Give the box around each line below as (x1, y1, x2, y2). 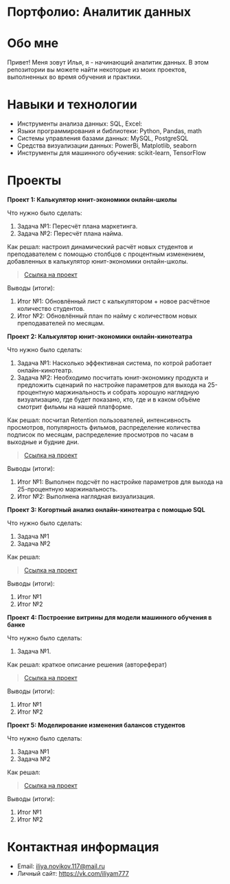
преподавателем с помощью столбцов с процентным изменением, (7, 250, 206, 258)
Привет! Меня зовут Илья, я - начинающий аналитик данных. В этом (7, 58, 209, 67)
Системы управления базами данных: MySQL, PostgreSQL (16, 135, 189, 143)
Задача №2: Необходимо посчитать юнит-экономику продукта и (16, 373, 209, 382)
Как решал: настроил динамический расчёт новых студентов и (7, 243, 194, 251)
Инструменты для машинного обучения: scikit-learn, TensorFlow (16, 149, 207, 157)
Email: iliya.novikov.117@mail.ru (16, 862, 105, 870)
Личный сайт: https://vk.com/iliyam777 (16, 869, 129, 877)
